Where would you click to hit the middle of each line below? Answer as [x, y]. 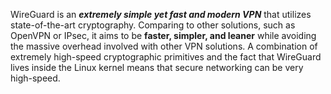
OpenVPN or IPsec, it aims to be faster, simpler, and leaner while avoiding [163, 35]
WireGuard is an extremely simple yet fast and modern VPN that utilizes [161, 14]
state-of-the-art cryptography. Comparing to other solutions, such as [153, 25]
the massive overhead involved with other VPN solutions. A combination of [164, 46]
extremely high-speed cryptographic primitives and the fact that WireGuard [166, 57]
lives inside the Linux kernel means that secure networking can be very [157, 67]
